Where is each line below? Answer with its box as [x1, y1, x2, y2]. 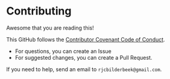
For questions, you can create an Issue [14, 47, 112, 55]
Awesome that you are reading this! [6, 24, 95, 31]
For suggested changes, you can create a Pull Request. [14, 54, 153, 61]
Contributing [6, 4, 72, 18]
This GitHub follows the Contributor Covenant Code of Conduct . [6, 36, 165, 43]
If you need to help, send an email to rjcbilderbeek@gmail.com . [6, 65, 162, 73]
